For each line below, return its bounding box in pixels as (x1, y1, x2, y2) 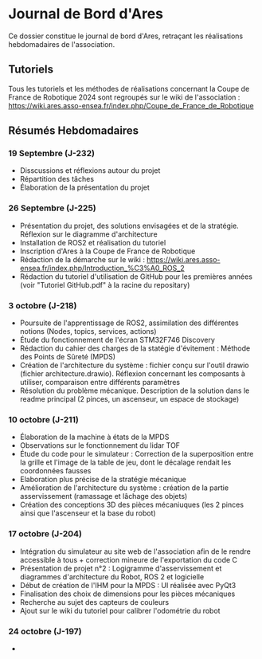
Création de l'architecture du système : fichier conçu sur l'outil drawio (19, 360, 249, 371)
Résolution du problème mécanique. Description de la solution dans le (19, 386, 250, 395)
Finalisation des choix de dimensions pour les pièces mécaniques (19, 589, 236, 598)
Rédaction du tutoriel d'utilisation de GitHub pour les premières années (19, 272, 253, 281)
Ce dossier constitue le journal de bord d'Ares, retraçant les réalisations (8, 31, 244, 41)
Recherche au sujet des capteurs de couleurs (19, 597, 170, 606)
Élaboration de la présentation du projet (19, 182, 150, 192)
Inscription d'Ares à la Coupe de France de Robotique (19, 246, 196, 256)
